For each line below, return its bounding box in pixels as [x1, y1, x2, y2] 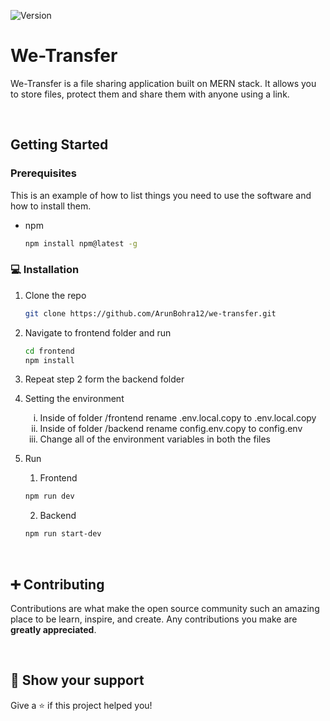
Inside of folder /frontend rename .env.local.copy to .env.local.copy [39, 412, 317, 424]
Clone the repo [24, 289, 87, 301]
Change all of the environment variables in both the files [39, 433, 271, 445]
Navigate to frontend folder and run [24, 326, 172, 339]
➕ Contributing [10, 576, 105, 593]
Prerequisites [10, 166, 77, 180]
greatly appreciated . [10, 623, 97, 635]
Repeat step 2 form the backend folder [24, 373, 185, 385]
